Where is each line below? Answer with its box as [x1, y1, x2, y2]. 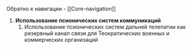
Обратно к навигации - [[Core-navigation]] [6, 5, 116, 12]
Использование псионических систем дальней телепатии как [24, 24, 186, 30]
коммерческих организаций [24, 36, 99, 43]
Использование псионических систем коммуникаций [15, 17, 162, 24]
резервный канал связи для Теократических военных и [24, 30, 169, 37]
